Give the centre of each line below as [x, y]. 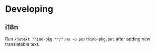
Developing [29, 9]
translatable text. [22, 44]
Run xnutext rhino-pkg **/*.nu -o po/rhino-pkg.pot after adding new [78, 39]
